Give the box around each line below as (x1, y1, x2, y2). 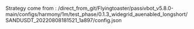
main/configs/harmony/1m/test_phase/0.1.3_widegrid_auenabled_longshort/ (5, 11, 188, 18)
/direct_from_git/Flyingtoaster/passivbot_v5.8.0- (57, 5, 174, 11)
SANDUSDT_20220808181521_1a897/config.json (5, 17, 122, 23)
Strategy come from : (5, 5, 57, 11)
